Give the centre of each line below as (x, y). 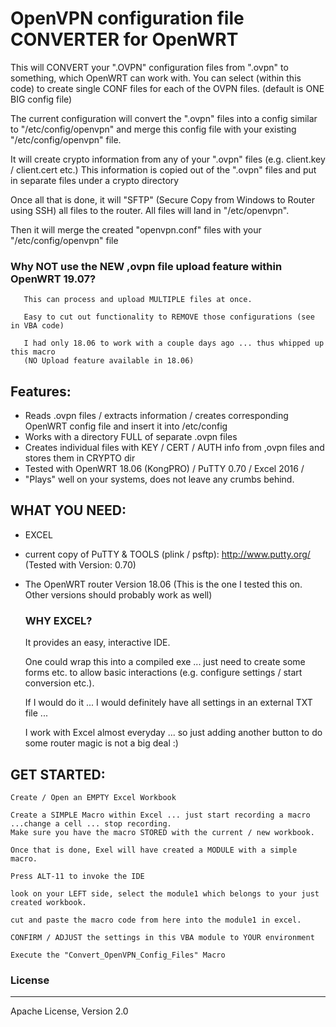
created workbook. (48, 902)
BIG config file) (41, 99)
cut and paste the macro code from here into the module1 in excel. (156, 920)
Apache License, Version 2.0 (69, 1011)
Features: (41, 391)
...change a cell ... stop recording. (91, 823)
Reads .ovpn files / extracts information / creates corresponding (156, 416)
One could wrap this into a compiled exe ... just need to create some (165, 662)
